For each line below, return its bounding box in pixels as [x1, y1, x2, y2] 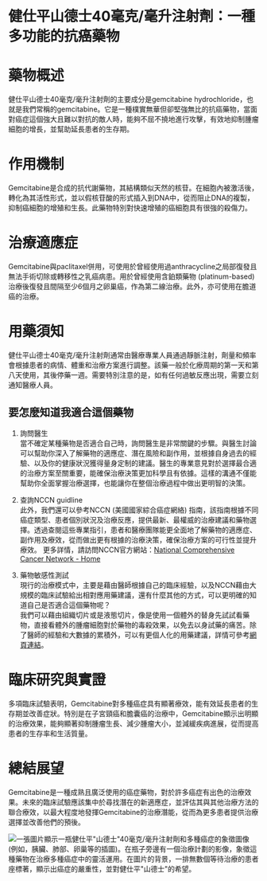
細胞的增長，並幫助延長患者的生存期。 [8, 124, 133, 134]
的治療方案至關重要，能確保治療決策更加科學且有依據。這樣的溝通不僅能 [19, 468, 257, 478]
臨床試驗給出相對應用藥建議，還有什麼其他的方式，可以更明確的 [41, 590, 250, 600]
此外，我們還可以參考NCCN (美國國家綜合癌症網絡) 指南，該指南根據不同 [19, 505, 259, 515]
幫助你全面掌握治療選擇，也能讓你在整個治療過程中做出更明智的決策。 [19, 478, 250, 487]
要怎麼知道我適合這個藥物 [8, 405, 133, 419]
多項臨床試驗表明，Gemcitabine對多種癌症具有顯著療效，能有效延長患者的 [8, 699, 252, 708]
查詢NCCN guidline [19, 495, 83, 504]
